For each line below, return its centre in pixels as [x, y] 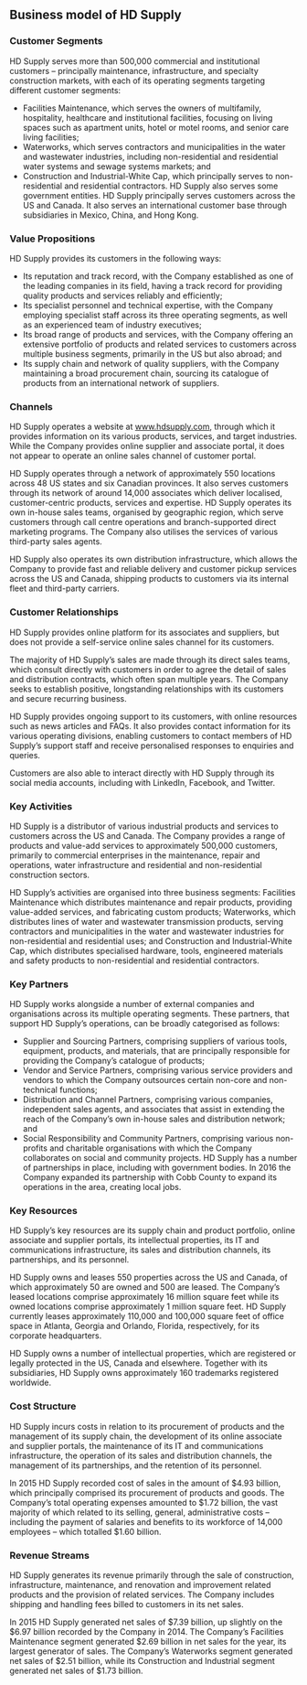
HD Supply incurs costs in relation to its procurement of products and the [147, 1426]
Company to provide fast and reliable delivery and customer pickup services [153, 569]
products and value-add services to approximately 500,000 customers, [144, 845]
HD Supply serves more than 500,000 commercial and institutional [135, 61]
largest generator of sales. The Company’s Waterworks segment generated [151, 1651]
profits [35, 1148]
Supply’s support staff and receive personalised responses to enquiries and [152, 746]
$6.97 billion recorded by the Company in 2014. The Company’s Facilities [147, 1632]
